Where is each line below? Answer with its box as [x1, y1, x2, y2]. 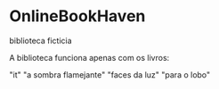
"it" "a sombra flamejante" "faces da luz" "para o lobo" [9, 69, 211, 80]
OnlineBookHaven [9, 6, 146, 26]
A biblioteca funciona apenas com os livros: [9, 52, 170, 63]
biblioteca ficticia [9, 35, 73, 46]
